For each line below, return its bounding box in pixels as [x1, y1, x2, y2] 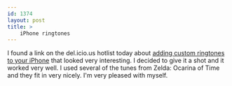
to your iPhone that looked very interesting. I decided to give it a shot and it [7, 57, 224, 65]
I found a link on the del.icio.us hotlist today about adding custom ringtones [7, 49, 225, 57]
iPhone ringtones [20, 29, 71, 37]
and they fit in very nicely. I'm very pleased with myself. [7, 71, 168, 80]
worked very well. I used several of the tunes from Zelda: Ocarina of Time [7, 64, 220, 72]
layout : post [7, 17, 46, 24]
